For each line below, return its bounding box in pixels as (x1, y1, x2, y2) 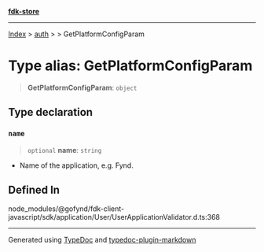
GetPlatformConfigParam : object (27, 83, 137, 92)
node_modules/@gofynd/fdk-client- (8, 204, 124, 213)
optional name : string (27, 145, 102, 154)
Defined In (8, 183, 60, 197)
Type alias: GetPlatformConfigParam (8, 57, 253, 75)
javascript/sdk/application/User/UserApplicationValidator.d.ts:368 (8, 213, 221, 222)
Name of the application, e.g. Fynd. (19, 161, 134, 170)
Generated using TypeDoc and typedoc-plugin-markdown (8, 235, 196, 245)
